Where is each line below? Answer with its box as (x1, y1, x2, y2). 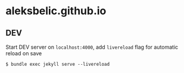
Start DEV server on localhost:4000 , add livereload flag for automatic (5, 43, 179, 50)
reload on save (5, 50, 42, 57)
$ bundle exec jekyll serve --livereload (5, 61, 110, 67)
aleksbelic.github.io (5, 4, 107, 18)
